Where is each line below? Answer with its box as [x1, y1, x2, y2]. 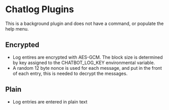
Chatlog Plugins [5, 4, 74, 15]
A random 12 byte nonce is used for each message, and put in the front [12, 65, 162, 71]
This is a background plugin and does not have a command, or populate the [5, 20, 164, 26]
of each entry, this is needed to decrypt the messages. [12, 70, 128, 76]
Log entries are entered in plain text [12, 98, 88, 105]
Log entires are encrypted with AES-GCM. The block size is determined [12, 54, 163, 60]
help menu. [5, 25, 29, 32]
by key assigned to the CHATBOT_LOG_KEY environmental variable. [12, 60, 155, 66]
